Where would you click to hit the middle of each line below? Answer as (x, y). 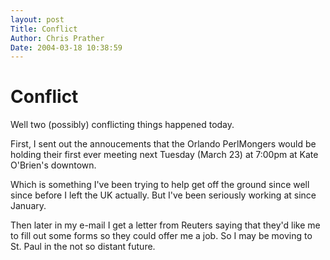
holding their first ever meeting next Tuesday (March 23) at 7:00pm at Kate (164, 155)
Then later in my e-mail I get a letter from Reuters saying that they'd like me (165, 225)
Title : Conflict (44, 29)
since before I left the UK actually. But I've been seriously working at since (163, 195)
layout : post (37, 19)
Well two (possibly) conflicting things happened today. (122, 125)
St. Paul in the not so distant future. (83, 247)
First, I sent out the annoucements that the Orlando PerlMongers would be (163, 144)
